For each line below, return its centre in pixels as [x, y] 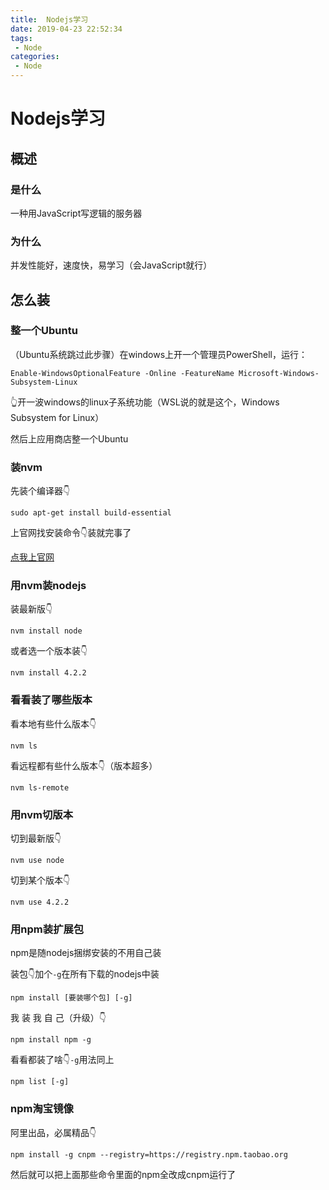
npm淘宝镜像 [42, 1109]
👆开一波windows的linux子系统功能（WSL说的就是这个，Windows [145, 402]
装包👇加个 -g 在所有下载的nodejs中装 [85, 974]
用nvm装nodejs [48, 586]
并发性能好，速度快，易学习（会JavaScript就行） [111, 265]
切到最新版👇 [36, 838]
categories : [35, 57]
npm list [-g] [40, 1082]
